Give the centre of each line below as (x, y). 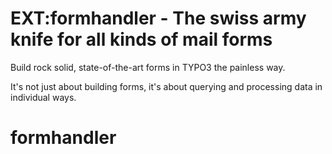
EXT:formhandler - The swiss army (158, 18)
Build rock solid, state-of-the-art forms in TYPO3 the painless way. (148, 67)
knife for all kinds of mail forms (141, 39)
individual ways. (43, 97)
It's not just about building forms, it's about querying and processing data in (166, 86)
